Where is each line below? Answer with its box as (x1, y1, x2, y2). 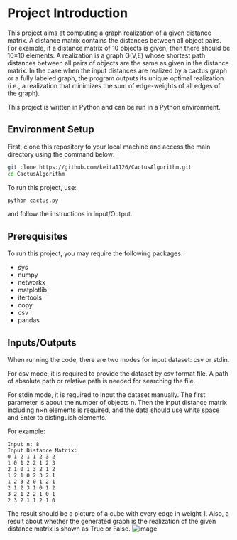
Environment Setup (7, 123, 94, 136)
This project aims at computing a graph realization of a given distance (7, 28, 211, 37)
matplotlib (17, 286, 48, 295)
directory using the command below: (7, 149, 115, 158)
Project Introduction (7, 5, 128, 21)
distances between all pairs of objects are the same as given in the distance (7, 58, 229, 67)
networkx (17, 278, 46, 287)
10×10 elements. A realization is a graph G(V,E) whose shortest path (7, 51, 206, 60)
